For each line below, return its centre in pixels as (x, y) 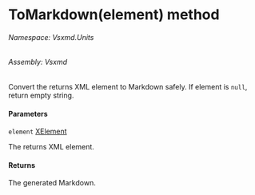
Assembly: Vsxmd (38, 62)
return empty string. (41, 95)
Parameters (28, 113)
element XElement (38, 131)
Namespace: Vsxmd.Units (51, 37)
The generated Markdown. (52, 183)
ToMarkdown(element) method (114, 15)
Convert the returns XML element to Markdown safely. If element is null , (128, 87)
